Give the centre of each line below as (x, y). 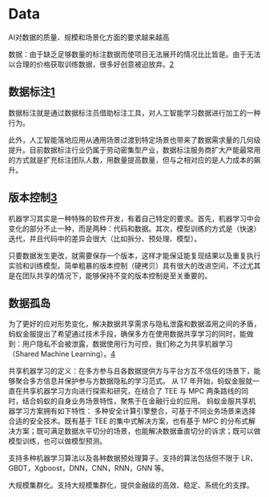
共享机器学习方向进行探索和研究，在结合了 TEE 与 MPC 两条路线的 (132, 391)
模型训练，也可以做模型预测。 (57, 441)
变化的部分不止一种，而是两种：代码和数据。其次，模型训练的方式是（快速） (134, 228)
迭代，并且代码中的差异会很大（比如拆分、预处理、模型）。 (105, 238)
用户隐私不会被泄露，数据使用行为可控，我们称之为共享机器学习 (127, 344)
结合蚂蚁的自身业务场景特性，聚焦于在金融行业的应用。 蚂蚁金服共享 (135, 401)
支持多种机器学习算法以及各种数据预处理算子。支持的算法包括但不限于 (124, 459)
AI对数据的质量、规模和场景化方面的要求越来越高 (89, 37)
